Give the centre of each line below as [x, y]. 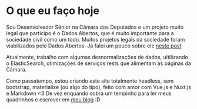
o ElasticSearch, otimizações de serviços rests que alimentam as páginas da [98, 63]
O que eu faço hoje [53, 11]
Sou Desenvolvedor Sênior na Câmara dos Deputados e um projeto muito [95, 27]
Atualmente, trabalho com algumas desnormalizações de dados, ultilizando [97, 57]
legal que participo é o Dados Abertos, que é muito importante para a [90, 33]
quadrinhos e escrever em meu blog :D [53, 99]
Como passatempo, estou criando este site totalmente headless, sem [90, 81]
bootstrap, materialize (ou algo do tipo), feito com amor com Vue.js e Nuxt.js [98, 87]
